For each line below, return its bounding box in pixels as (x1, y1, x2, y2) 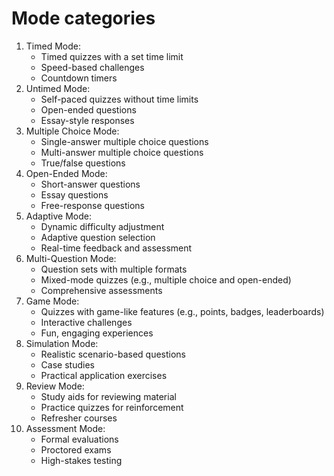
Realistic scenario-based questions (40, 348, 187, 360)
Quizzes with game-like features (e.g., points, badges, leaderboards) (40, 305, 325, 317)
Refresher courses (40, 412, 118, 424)
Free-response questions (40, 199, 145, 211)
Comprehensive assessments (40, 284, 163, 296)
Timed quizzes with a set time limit (40, 50, 184, 62)
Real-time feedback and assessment (40, 242, 193, 254)
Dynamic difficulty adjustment (40, 220, 165, 232)
